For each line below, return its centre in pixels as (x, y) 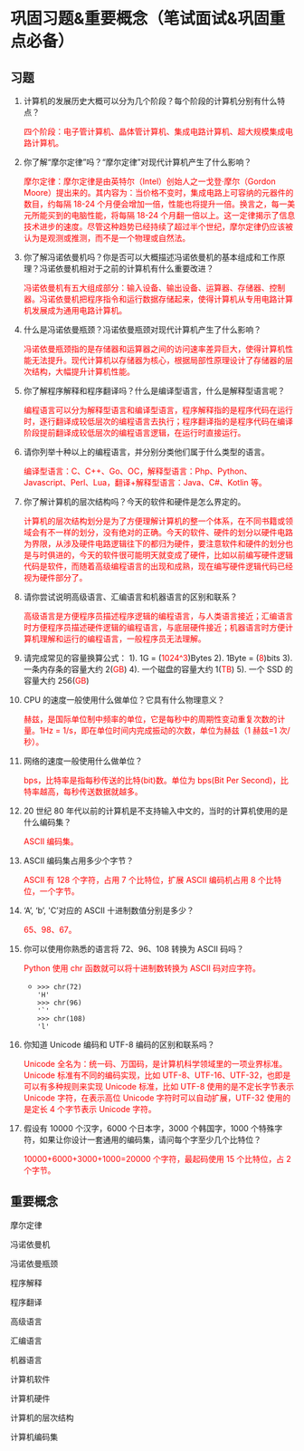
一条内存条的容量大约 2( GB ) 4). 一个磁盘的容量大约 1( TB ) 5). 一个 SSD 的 (158, 669)
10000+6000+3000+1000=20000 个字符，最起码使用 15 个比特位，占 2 (157, 1159)
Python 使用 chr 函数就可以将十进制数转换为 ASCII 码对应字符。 (142, 968)
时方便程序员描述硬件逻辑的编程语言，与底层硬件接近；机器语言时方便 (154, 627)
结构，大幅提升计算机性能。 (83, 371)
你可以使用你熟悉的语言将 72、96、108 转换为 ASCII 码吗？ (133, 949)
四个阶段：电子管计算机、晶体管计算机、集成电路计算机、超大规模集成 (154, 131)
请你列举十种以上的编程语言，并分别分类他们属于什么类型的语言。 (146, 452)
